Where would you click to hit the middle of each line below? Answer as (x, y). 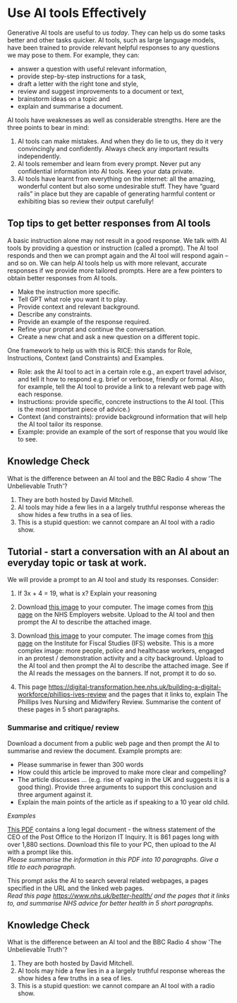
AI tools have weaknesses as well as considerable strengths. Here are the (114, 120)
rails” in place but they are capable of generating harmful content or (116, 194)
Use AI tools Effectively (77, 13)
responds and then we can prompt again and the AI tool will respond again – (118, 255)
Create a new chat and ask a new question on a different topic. (109, 336)
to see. (28, 439)
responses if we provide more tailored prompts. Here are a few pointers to (115, 271)
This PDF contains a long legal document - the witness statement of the (111, 829)
